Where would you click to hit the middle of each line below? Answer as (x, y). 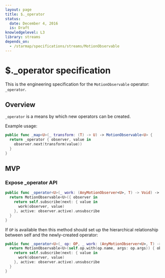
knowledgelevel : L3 (25, 32)
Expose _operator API (31, 183)
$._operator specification (58, 70)
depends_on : (17, 42)
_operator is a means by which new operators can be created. (68, 116)
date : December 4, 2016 (34, 23)
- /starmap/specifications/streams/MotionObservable (65, 46)
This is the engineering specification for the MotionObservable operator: (77, 84)
